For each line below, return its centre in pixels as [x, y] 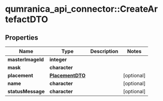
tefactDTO [27, 19]
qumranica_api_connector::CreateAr [81, 9]
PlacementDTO [67, 76]
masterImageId [26, 60]
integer [58, 60]
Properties [22, 38]
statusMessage [26, 91]
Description [104, 51]
